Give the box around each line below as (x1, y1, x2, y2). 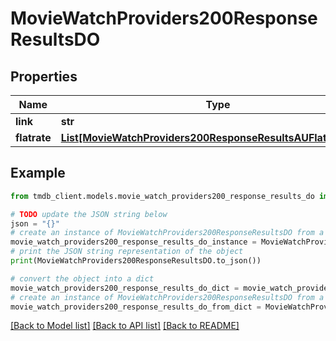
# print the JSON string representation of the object (10, 247, 244, 257)
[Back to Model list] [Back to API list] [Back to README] (10, 320, 240, 332)
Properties (10, 68, 78, 85)
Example (10, 165, 66, 182)
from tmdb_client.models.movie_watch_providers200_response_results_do (10, 191, 315, 201)
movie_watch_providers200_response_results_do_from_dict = (10, 302, 262, 312)
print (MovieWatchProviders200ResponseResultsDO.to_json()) (10, 256, 262, 266)
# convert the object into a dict (10, 273, 155, 284)
